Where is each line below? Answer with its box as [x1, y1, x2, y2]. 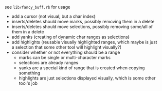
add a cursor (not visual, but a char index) [11, 14, 96, 19]
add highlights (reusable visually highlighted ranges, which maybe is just [11, 39, 158, 45]
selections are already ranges [18, 60, 79, 65]
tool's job [18, 80, 38, 86]
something [18, 70, 40, 76]
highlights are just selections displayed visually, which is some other [18, 75, 156, 81]
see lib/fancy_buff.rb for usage [4, 4, 71, 10]
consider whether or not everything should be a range [11, 49, 120, 55]
